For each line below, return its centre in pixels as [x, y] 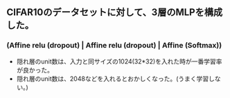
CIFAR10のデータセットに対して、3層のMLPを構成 [115, 12]
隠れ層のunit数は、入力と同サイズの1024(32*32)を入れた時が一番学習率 [119, 61]
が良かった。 [35, 70]
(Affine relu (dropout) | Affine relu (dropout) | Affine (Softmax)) [114, 46]
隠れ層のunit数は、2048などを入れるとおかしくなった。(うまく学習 [113, 79]
